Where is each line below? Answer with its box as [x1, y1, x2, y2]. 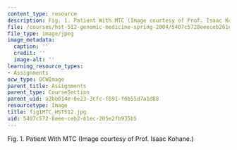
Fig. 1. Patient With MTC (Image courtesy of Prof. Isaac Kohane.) [7, 135, 194, 143]
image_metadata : [7, 37, 55, 44]
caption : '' [13, 43, 49, 50]
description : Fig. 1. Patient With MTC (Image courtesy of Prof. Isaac [7, 17, 222, 24]
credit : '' [13, 50, 46, 57]
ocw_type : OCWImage [7, 75, 65, 83]
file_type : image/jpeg [7, 30, 74, 37]
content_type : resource [7, 10, 78, 18]
